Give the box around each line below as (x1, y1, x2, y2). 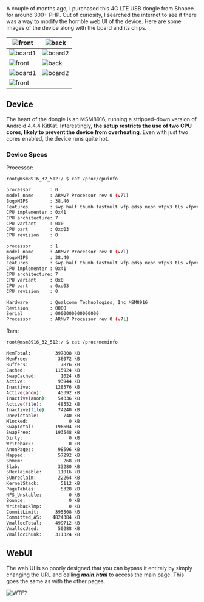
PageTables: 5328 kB (6, 486, 80, 492)
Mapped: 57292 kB (6, 452, 80, 458)
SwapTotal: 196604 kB (6, 423, 80, 430)
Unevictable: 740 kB (6, 413, 80, 419)
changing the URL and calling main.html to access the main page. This (6, 571, 184, 578)
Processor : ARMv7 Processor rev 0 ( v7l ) (6, 316, 129, 322)
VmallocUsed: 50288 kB (6, 526, 80, 532)
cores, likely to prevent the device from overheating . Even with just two (6, 128, 188, 136)
